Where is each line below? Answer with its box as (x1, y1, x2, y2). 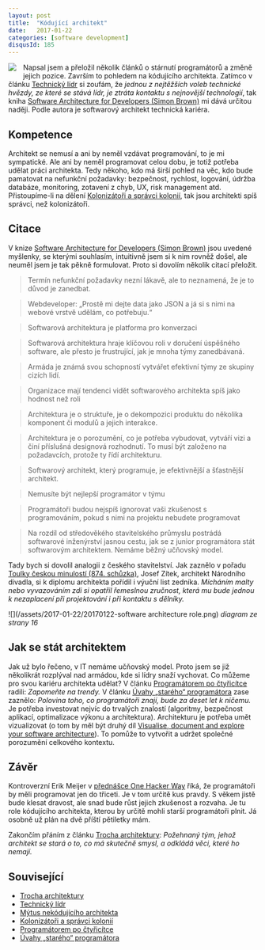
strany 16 (8, 617, 38, 627)
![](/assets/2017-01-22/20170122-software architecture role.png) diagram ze (8, 609, 258, 618)
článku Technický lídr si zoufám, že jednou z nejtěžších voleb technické (8, 80, 241, 89)
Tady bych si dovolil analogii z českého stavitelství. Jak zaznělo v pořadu (8, 560, 247, 570)
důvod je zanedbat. (27, 283, 91, 293)
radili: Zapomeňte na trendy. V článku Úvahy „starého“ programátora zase (8, 686, 249, 697)
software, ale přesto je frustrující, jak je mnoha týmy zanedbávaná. (27, 346, 245, 356)
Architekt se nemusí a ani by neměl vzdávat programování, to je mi (8, 148, 225, 158)
